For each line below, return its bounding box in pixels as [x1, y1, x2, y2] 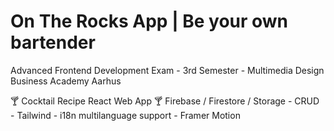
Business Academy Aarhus [10, 75, 122, 87]
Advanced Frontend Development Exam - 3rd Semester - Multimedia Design [10, 64, 325, 76]
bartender [10, 31, 96, 54]
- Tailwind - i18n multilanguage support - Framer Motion [10, 109, 241, 121]
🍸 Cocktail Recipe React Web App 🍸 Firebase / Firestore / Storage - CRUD [10, 95, 320, 107]
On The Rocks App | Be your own [10, 10, 289, 33]
